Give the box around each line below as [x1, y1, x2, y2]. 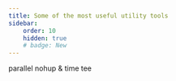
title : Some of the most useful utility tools [8, 11, 169, 20]
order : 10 [23, 26, 57, 34]
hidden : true [23, 34, 67, 43]
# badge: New [23, 42, 67, 50]
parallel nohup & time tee [8, 63, 92, 73]
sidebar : [8, 19, 38, 27]
